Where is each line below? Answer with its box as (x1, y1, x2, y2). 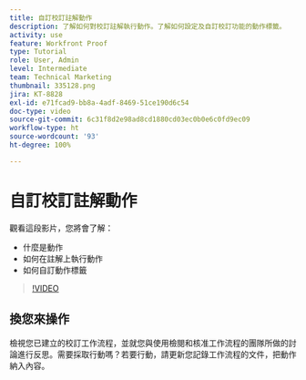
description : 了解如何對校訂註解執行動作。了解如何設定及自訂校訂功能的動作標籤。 (9, 22, 287, 31)
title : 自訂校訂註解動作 (9, 13, 93, 23)
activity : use (9, 30, 64, 39)
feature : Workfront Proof (9, 38, 107, 48)
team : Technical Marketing (9, 73, 112, 82)
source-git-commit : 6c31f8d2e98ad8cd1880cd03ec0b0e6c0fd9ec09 (9, 115, 250, 124)
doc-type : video (9, 107, 71, 116)
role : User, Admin (9, 56, 79, 65)
